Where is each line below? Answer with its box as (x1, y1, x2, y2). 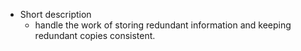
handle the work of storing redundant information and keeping (34, 19, 292, 31)
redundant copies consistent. (34, 30, 156, 41)
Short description (19, 9, 92, 20)
